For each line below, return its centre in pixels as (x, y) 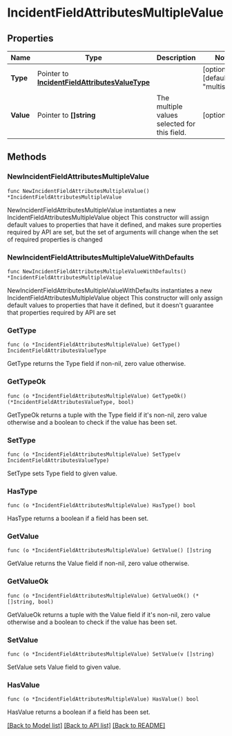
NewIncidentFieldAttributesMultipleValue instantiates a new (91, 210)
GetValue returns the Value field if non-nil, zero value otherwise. (98, 563)
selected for (176, 124)
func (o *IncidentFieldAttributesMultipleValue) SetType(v (94, 454)
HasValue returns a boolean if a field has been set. (79, 712)
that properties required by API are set (61, 312)
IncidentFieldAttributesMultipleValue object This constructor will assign (108, 217)
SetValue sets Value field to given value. (64, 667)
